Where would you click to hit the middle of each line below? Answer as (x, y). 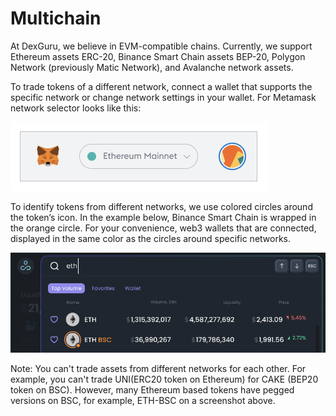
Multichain (56, 18)
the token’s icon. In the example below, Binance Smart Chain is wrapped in (163, 217)
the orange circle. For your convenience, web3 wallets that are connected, (163, 228)
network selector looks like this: (76, 108)
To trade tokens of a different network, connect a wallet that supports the (161, 86)
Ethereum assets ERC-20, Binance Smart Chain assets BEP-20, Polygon (158, 56)
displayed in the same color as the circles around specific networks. (151, 238)
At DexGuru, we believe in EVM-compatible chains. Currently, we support (161, 46)
